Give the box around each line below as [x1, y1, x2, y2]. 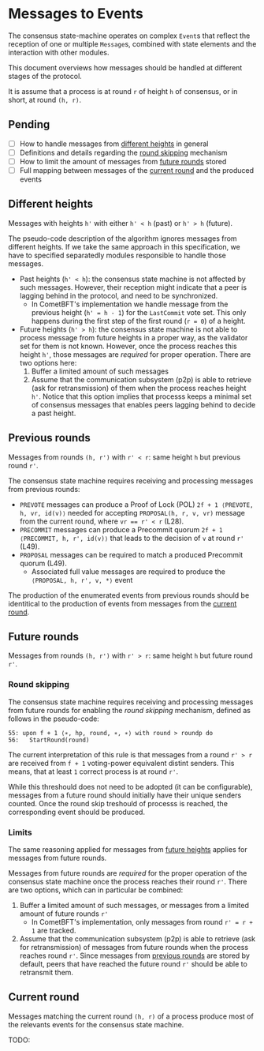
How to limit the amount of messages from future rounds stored [19, 156, 227, 166]
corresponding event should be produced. [8, 807, 146, 816]
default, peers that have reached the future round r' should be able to [19, 959, 248, 969]
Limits [8, 827, 33, 838]
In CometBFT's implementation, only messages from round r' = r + [31, 918, 254, 927]
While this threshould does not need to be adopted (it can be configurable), [8, 782, 253, 791]
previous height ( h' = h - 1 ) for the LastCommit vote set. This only [31, 307, 247, 317]
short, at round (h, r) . [8, 95, 81, 104]
